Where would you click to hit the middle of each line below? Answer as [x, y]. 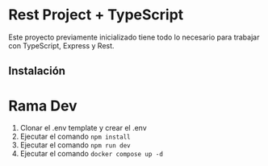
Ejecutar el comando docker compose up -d [92, 154]
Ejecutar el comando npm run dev [75, 145]
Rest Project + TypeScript [96, 15]
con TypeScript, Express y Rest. [61, 45]
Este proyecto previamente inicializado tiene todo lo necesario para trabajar [134, 37]
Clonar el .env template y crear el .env [83, 128]
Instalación [37, 71]
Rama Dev [43, 106]
